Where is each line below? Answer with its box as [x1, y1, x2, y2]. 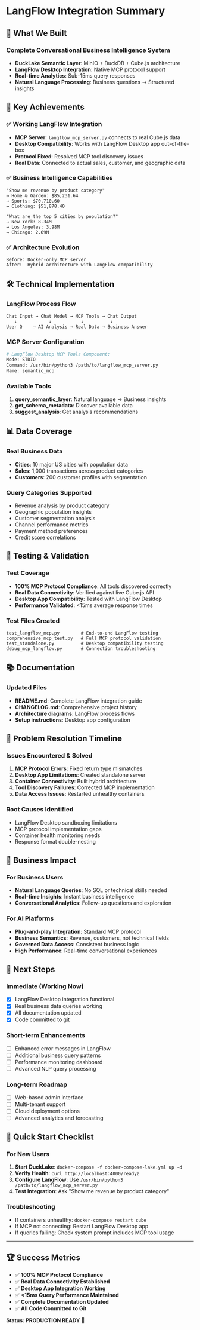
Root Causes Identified [6, 805, 74, 814]
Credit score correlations [14, 534, 76, 541]
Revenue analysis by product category [14, 502, 110, 509]
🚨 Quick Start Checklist [6, 1132, 94, 1142]
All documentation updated [14, 1009, 82, 1016]
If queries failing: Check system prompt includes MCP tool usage [14, 1229, 174, 1236]
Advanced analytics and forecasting [14, 1114, 104, 1121]
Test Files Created [6, 617, 60, 625]
